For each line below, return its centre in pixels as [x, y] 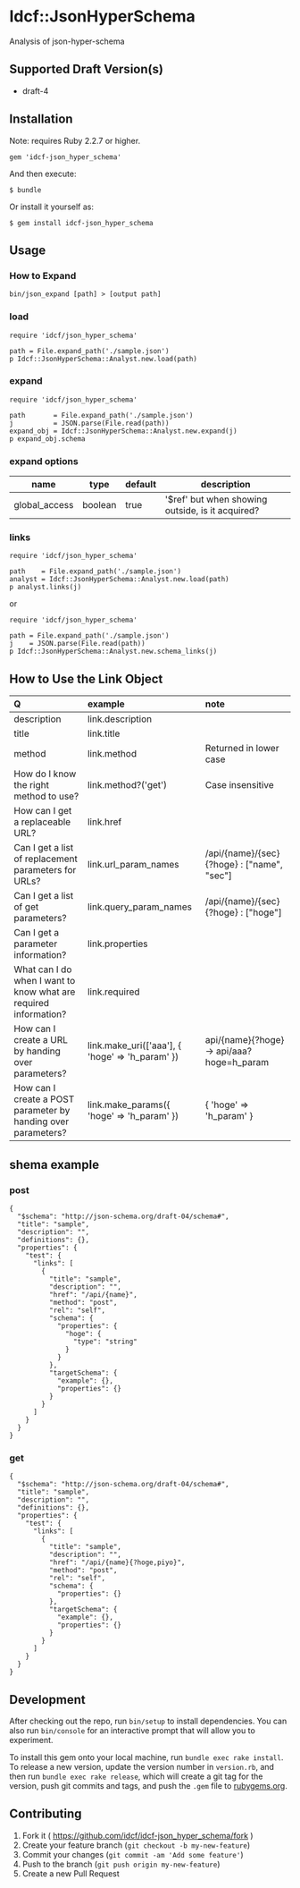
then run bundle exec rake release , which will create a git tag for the [136, 1776]
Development [48, 1700]
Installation [41, 119]
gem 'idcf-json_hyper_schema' [66, 157]
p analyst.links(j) [46, 588]
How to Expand [43, 275]
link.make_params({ [129, 1105]
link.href [105, 822]
